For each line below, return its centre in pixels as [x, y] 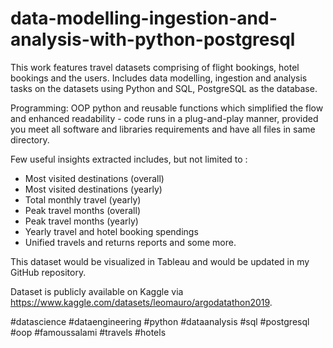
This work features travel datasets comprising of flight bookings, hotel [155, 67]
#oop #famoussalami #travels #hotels [88, 332]
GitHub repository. [48, 272]
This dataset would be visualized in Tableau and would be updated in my [160, 261]
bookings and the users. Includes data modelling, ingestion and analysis [159, 78]
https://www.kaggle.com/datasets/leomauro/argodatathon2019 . [141, 302]
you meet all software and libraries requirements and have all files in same [163, 129]
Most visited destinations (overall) [94, 178]
